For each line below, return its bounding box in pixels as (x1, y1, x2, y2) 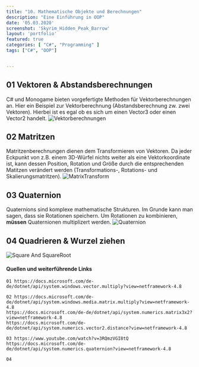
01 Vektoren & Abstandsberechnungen (6, 80, 153, 90)
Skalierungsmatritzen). (6, 173, 62, 180)
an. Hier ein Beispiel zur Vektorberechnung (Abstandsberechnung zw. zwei (6, 102, 190, 109)
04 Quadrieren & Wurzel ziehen (6, 236, 125, 246)
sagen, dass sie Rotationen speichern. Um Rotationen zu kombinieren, (6, 212, 178, 219)
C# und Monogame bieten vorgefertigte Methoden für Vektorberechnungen (6, 96, 191, 103)
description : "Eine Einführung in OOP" (6, 14, 105, 20)
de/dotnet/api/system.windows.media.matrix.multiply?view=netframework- (6, 299, 190, 305)
